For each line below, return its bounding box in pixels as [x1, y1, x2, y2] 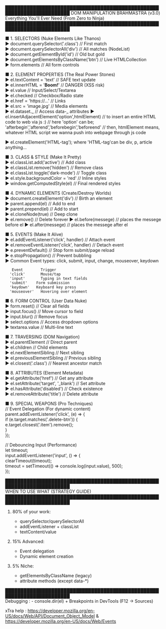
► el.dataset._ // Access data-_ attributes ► [5, 108, 95, 114]
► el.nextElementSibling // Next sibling [5, 350, 84, 355]
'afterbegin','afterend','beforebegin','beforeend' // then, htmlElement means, [5, 124, 160, 130]
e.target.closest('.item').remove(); [5, 422, 73, 427]
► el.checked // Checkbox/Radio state [5, 92, 84, 98]
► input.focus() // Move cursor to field [5, 309, 83, 314]
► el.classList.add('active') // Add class [5, 159, 86, 165]
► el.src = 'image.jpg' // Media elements [5, 103, 88, 109]
